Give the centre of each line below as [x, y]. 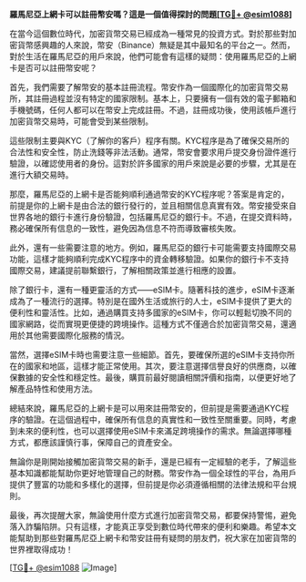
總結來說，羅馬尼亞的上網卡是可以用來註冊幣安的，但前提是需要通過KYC [145, 408]
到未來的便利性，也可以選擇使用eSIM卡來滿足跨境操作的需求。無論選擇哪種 [151, 431]
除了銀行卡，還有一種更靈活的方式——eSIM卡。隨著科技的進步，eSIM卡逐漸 [153, 290]
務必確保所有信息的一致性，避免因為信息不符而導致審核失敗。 [125, 228]
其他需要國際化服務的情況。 [77, 335]
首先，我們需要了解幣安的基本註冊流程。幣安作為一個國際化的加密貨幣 [141, 87]
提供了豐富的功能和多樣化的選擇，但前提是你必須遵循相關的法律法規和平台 [149, 485]
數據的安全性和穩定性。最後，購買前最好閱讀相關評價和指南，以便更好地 [153, 378]
